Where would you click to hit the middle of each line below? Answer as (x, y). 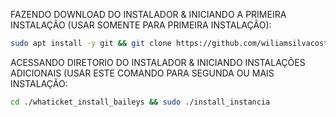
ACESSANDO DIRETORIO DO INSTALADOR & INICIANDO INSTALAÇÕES (158, 62)
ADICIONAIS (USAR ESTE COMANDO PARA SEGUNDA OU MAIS (142, 73)
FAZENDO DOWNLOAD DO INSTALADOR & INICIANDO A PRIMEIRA (148, 14)
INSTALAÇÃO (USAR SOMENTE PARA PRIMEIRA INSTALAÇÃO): (141, 25)
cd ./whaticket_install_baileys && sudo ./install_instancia (140, 102)
